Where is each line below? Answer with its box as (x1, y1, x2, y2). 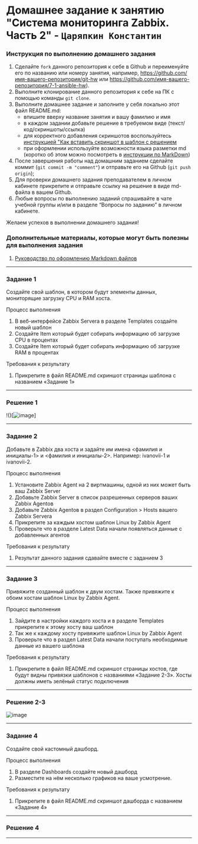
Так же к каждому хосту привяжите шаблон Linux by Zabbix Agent (14, 629, 182, 637)
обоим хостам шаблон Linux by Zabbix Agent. (6, 594, 120, 601)
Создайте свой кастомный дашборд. (6, 745, 99, 752)
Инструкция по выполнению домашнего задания (6, 50, 156, 58)
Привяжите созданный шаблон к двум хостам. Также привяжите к (6, 587, 175, 595)
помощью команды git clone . (14, 95, 91, 102)
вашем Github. (36, 189, 72, 196)
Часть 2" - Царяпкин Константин (6, 29, 162, 42)
